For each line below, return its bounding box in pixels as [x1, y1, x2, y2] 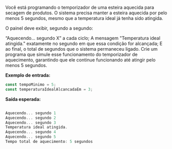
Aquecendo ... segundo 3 [5, 120, 56, 125]
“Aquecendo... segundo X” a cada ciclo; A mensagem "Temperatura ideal [5, 35, 161, 41]
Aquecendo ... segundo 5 [5, 134, 56, 140]
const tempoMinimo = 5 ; [5, 82, 56, 87]
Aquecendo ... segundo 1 [5, 110, 56, 116]
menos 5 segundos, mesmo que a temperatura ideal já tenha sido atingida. [5, 15, 163, 21]
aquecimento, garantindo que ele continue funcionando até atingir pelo [5, 57, 156, 63]
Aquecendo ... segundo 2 [5, 115, 56, 120]
